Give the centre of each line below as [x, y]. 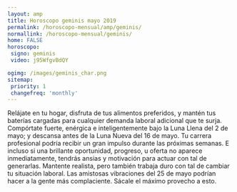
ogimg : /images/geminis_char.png [57, 73]
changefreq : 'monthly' [44, 93]
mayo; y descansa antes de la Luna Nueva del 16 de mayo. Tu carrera [110, 136]
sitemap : [20, 80]
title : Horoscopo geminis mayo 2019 [62, 21]
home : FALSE [25, 41]
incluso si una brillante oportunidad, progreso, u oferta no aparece [105, 151]
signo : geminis [33, 54]
